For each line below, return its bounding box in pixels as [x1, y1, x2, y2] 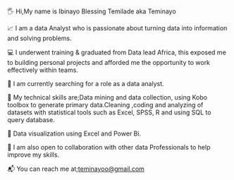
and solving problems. [7, 34, 72, 42]
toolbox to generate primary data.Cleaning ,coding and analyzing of [7, 101, 204, 109]
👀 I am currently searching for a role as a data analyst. [7, 80, 164, 88]
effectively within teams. [7, 66, 79, 74]
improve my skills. [7, 150, 60, 159]
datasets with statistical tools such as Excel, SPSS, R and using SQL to [7, 108, 211, 116]
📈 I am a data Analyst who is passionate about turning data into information [7, 24, 228, 32]
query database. [7, 116, 55, 124]
